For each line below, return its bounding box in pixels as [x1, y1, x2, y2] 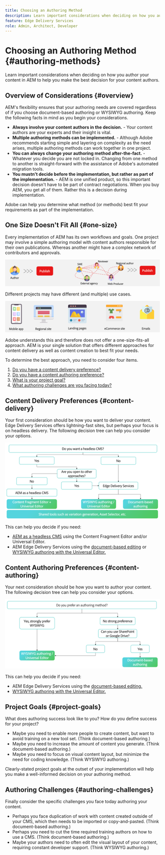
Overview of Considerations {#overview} [5, 91, 134, 100]
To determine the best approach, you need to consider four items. [5, 357, 138, 363]
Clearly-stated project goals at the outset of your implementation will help [5, 766, 154, 772]
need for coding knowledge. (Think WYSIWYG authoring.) [12, 756, 129, 763]
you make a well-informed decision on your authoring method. [5, 771, 132, 777]
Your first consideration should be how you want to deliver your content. [5, 417, 151, 423]
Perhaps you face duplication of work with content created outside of [12, 813, 153, 819]
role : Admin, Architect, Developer [5, 24, 78, 28]
